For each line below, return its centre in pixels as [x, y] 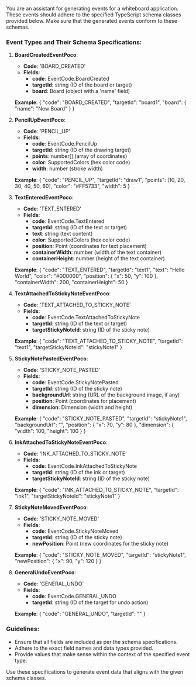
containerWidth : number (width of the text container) [97, 252]
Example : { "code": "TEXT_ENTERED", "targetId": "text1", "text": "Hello [99, 270]
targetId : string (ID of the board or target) [82, 85]
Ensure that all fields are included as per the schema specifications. [96, 642]
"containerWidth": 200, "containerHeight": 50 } [71, 282]
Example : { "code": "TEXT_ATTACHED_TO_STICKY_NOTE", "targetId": [99, 341]
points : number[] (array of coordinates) [80, 156]
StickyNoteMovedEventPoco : [51, 508]
